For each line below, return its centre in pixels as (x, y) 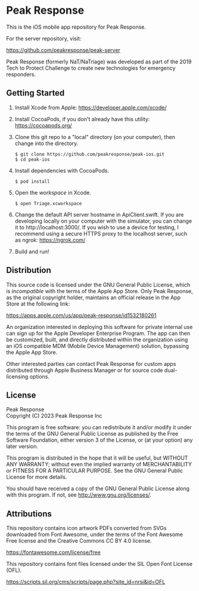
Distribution (29, 270)
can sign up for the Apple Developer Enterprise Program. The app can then (98, 333)
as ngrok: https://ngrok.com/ (50, 240)
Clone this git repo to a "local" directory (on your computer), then (95, 137)
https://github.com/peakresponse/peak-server (63, 50)
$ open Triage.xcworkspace (48, 204)
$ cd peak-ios (32, 159)
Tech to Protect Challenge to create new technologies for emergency (91, 68)
